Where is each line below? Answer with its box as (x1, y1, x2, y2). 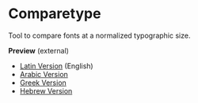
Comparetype (8, 5, 101, 23)
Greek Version (19, 78, 67, 87)
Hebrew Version (19, 86, 73, 95)
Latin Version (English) (19, 61, 93, 71)
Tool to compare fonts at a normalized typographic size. (8, 31, 191, 40)
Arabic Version (19, 69, 69, 79)
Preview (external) (8, 46, 70, 55)
